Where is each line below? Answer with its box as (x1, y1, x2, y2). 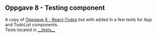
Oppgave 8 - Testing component (5, 4, 105, 12)
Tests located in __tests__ (5, 26, 56, 33)
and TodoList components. (5, 22, 59, 27)
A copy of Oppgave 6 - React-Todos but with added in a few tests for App (5, 16, 152, 22)
